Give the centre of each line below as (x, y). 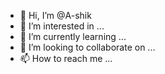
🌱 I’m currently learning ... (73, 36)
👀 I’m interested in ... (62, 26)
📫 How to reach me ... (66, 58)
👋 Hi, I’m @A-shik (55, 15)
